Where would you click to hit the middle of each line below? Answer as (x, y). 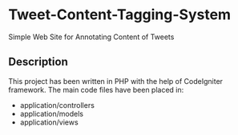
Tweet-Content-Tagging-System (119, 15)
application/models (52, 113)
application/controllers (57, 105)
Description (38, 62)
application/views (49, 122)
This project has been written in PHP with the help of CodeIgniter (115, 81)
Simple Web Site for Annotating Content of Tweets (91, 37)
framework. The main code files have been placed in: (96, 89)
